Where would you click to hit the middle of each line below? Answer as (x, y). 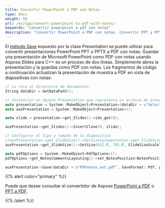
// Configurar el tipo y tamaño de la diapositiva (58, 136)
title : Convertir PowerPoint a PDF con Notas (52, 10)
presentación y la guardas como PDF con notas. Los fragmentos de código (81, 67)
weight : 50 (16, 19)
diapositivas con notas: (28, 78)
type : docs (16, 14)
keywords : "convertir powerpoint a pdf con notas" (58, 28)
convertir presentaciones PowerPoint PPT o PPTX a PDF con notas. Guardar (82, 52)
